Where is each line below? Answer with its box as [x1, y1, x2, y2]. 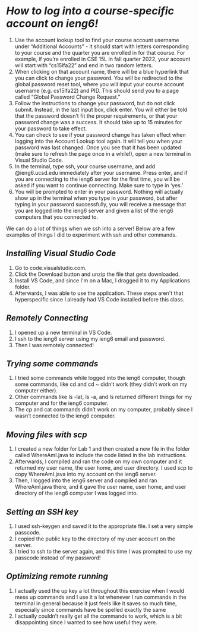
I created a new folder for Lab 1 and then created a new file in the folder [14, 445, 190, 452]
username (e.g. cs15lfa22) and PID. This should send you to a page [14, 87, 179, 94]
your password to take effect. [14, 125, 87, 132]
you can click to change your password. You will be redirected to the [14, 74, 183, 81]
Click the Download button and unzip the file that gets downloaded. [14, 271, 180, 278]
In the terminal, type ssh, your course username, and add [14, 162, 156, 170]
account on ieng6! [6, 17, 99, 30]
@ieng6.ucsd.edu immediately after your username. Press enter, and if [14, 169, 188, 176]
